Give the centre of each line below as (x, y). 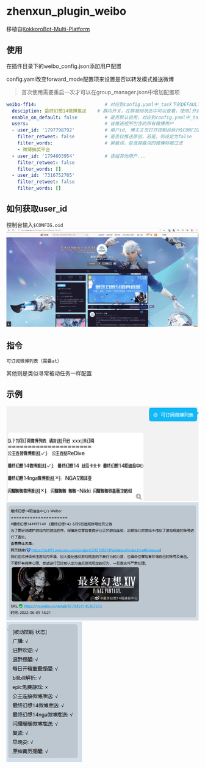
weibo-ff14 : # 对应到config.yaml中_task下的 (94, 104)
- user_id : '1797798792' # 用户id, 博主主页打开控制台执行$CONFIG (106, 130)
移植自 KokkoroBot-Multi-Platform (48, 29)
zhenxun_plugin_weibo (67, 11)
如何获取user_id (37, 209)
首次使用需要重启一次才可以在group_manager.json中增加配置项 (100, 92)
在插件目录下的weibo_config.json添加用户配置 (64, 66)
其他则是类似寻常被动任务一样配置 (49, 373)
